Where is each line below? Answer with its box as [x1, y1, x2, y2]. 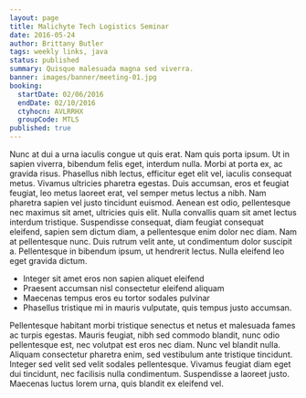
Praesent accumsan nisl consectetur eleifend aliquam [22, 283, 225, 293]
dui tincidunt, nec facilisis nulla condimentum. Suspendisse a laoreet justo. [9, 369, 290, 379]
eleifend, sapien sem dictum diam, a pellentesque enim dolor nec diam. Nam [9, 226, 298, 237]
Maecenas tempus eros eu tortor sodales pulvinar [22, 293, 210, 303]
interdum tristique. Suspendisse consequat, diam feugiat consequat [9, 216, 265, 227]
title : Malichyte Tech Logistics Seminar [9, 22, 170, 31]
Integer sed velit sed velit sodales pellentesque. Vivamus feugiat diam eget [9, 359, 291, 370]
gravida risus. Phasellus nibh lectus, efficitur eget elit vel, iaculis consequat [9, 168, 292, 179]
